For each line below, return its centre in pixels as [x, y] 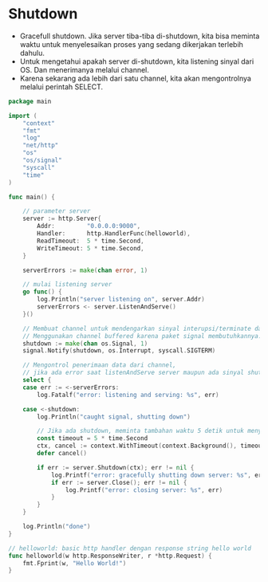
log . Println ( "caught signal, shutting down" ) [114, 417]
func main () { [32, 197]
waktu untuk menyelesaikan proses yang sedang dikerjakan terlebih [131, 44]
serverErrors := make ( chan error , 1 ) [85, 270]
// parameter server [57, 211]
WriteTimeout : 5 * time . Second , [91, 248]
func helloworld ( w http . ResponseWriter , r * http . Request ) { [110, 556]
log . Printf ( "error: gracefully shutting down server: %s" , [151, 475]
